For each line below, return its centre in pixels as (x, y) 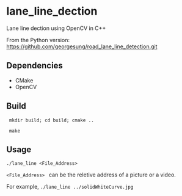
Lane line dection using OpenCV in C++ (56, 28)
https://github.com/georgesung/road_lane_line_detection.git (82, 46)
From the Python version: (38, 40)
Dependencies (35, 66)
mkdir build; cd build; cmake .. (52, 120)
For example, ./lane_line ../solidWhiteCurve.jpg (70, 187)
